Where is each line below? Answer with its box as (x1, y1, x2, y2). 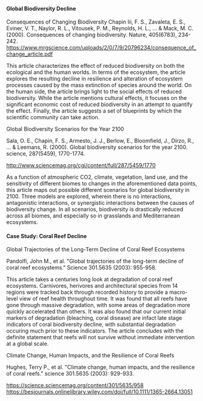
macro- (169, 288, 188, 296)
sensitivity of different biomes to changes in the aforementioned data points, (6, 180, 198, 187)
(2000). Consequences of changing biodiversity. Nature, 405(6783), (6, 31, 177, 39)
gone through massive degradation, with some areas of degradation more (6, 302, 191, 309)
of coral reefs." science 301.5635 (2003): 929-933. (6, 370, 135, 377)
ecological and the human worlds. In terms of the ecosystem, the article (6, 68, 186, 76)
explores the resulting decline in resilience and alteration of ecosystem (6, 75, 183, 82)
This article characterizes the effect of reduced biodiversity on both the (6, 62, 185, 70)
